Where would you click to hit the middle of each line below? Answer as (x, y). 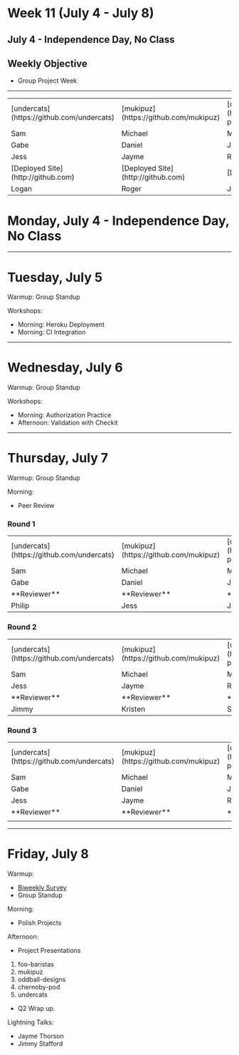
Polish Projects (39, 922)
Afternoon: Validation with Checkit (68, 423)
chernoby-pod (39, 987)
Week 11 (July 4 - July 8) (81, 13)
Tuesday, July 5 (55, 277)
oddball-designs (42, 979)
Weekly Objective (47, 63)
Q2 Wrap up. (36, 1008)
